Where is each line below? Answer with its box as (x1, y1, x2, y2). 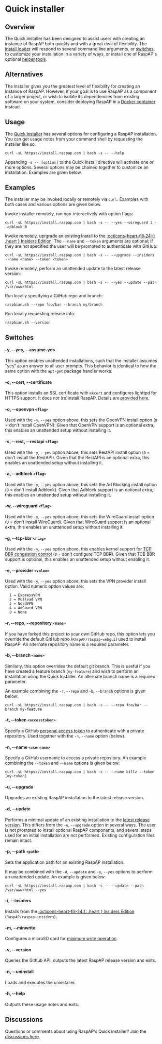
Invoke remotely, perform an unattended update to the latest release (5, 266, 141, 272)
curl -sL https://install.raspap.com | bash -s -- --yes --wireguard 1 (5, 220, 152, 225)
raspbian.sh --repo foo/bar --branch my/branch (5, 302, 103, 307)
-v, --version (5, 946, 31, 953)
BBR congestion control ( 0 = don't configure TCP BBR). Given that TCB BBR (5, 551, 155, 557)
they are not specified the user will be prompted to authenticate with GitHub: (5, 243, 158, 249)
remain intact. (5, 837, 32, 843)
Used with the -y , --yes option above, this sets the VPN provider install (5, 578, 146, 584)
